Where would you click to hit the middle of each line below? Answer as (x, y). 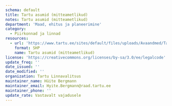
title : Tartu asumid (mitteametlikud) (47, 15)
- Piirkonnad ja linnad (35, 34)
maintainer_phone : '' (28, 90)
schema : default (23, 10)
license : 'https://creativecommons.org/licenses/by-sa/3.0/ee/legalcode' (86, 57)
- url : (17, 43)
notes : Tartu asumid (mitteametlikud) (47, 19)
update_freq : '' (23, 62)
